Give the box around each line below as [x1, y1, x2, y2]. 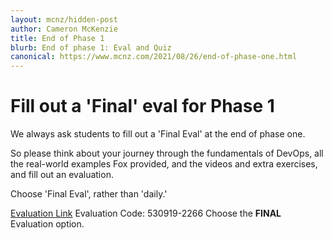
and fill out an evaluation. [10, 169, 114, 181]
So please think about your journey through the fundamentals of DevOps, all [10, 147, 324, 160]
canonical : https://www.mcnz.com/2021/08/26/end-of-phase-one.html [10, 52, 298, 62]
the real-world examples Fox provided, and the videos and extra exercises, [10, 158, 318, 170]
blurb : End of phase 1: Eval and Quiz [10, 42, 172, 53]
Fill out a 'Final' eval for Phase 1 [10, 95, 275, 118]
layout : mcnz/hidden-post [10, 14, 118, 25]
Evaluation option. [10, 218, 85, 230]
